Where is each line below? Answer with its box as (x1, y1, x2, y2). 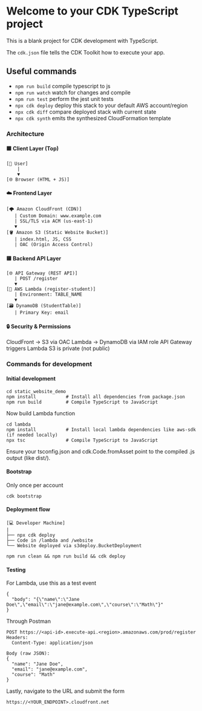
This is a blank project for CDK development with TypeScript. (6, 37, 158, 44)
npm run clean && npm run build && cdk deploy (6, 553, 126, 560)
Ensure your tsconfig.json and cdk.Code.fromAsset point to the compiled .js (6, 447, 195, 455)
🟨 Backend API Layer (6, 255, 62, 262)
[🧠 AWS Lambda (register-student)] (6, 286, 96, 293)
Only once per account (6, 481, 64, 489)
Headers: (6, 635, 28, 641)
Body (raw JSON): (6, 651, 50, 657)
